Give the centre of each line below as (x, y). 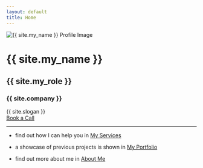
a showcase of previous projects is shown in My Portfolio (86, 147)
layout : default (27, 12)
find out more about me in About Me (60, 159)
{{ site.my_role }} (39, 81)
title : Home (21, 18)
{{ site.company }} (34, 99)
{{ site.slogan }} (26, 112)
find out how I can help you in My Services (68, 135)
